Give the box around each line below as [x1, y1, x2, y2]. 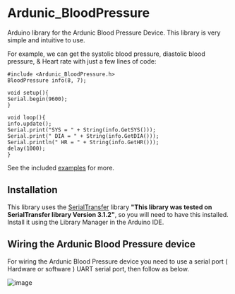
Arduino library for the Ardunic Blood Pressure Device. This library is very [7, 28, 221, 37]
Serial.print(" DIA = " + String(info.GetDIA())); [7, 132, 159, 139]
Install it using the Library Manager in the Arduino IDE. [7, 218, 164, 226]
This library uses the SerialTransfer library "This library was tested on [7, 203, 212, 211]
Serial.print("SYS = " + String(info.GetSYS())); [7, 126, 157, 134]
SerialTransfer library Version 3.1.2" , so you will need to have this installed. [7, 210, 229, 218]
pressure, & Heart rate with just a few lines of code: [7, 57, 157, 65]
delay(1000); [7, 145, 46, 152]
